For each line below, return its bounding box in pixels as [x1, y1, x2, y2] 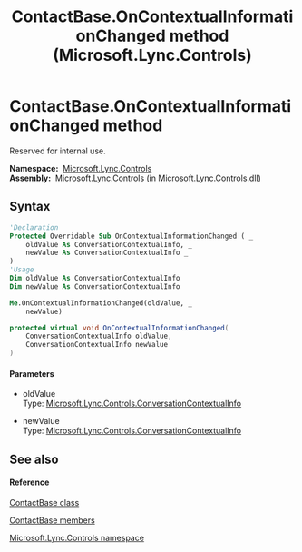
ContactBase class [9, 497, 80, 508]
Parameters [9, 368, 54, 379]
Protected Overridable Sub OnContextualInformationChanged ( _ [9, 232, 254, 241]
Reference [9, 477, 50, 488]
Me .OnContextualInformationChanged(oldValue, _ [9, 298, 193, 308]
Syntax [9, 199, 51, 214]
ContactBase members [9, 515, 95, 526]
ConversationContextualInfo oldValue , [25, 331, 172, 341]
